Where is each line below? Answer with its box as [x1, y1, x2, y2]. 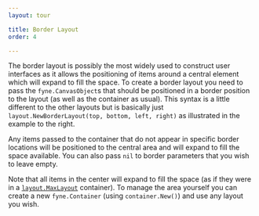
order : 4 [8, 33, 37, 41]
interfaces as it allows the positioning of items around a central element [8, 70, 239, 79]
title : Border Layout [8, 25, 79, 34]
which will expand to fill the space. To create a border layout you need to [8, 77, 243, 87]
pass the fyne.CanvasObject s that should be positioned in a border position [8, 86, 250, 95]
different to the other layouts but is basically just [8, 103, 164, 112]
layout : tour [8, 11, 51, 20]
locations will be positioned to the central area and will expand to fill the [8, 142, 240, 153]
